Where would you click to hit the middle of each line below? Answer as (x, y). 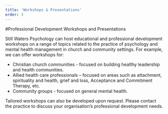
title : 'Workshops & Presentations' (44, 10)
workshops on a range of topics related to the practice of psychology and (81, 44)
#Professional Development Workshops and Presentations (66, 29)
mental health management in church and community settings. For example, (84, 49)
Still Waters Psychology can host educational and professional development (84, 39)
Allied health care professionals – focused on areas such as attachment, (87, 75)
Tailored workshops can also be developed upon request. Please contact (81, 100)
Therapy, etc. (26, 85)
